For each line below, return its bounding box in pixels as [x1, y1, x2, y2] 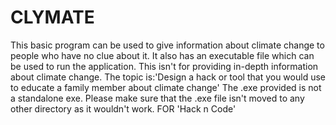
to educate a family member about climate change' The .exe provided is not [10, 81, 322, 93]
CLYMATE [10, 6, 95, 29]
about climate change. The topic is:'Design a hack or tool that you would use [10, 71, 326, 83]
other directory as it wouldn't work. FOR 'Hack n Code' [10, 102, 237, 115]
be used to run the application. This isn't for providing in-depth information [10, 60, 319, 72]
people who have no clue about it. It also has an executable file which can [10, 49, 315, 61]
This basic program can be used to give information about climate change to [10, 39, 325, 51]
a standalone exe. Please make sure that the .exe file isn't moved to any [10, 92, 305, 104]
